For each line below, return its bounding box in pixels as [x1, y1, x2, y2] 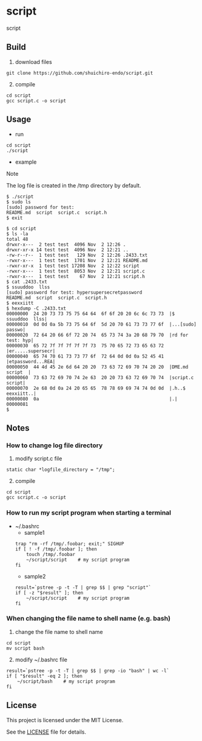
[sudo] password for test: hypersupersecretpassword [6, 289, 143, 296]
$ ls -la [6, 231, 29, 237]
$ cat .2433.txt [6, 279, 47, 285]
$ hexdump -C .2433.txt [6, 305, 67, 311]
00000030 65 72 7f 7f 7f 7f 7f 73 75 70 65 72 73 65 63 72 [6, 343, 164, 349]
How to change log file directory [6, 441, 103, 450]
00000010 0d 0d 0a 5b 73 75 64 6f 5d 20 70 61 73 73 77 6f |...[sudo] [6, 321, 197, 327]
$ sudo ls [6, 199, 32, 205]
